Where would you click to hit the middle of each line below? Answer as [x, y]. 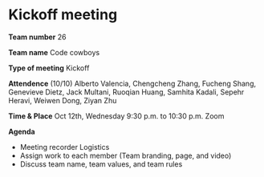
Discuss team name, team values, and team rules [101, 164]
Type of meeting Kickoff [49, 68]
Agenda [22, 131]
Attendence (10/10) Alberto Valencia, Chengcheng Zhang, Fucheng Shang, [132, 83]
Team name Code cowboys [54, 52]
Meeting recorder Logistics [65, 147]
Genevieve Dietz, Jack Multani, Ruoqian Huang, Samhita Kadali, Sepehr [126, 92]
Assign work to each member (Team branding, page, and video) [126, 155]
